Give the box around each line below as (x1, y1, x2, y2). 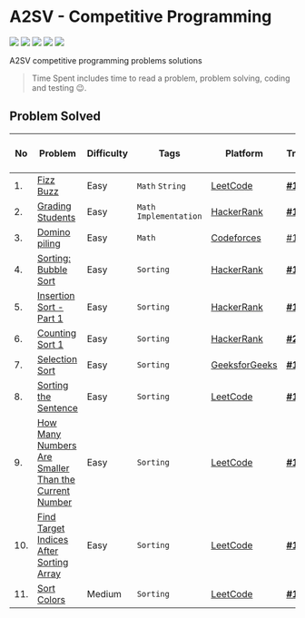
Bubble (37, 263, 68, 276)
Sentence (37, 401, 79, 414)
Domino (37, 225, 71, 238)
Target (37, 522, 65, 535)
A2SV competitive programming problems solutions (9, 54, 202, 65)
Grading (37, 200, 72, 212)
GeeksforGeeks (211, 358, 278, 371)
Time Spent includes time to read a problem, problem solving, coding (31, 73, 290, 83)
